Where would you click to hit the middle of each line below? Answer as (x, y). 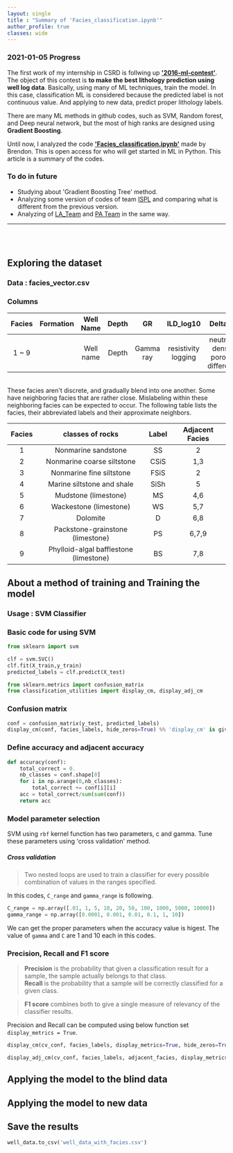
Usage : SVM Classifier (47, 613)
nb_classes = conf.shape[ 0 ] (60, 775)
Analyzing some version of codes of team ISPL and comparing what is (118, 199)
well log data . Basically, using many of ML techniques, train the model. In (112, 87)
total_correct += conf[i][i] (74, 788)
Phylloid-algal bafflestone (91, 549)
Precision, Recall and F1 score (58, 953)
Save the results (43, 1127)
